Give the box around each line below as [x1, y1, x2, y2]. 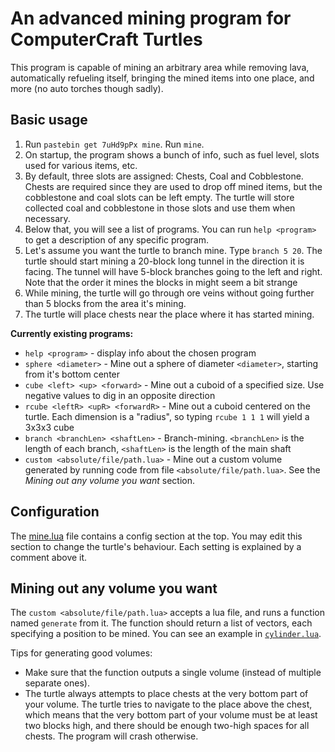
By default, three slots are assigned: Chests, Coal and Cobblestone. [24, 170, 304, 182]
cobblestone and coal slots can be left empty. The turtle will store [24, 191, 295, 203]
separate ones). [24, 677, 90, 689]
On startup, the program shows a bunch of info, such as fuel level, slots [24, 148, 320, 161]
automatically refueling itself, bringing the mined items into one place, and [10, 72, 315, 84]
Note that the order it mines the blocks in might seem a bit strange [24, 276, 298, 288]
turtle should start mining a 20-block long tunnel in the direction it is [24, 255, 305, 267]
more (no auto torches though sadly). [10, 82, 164, 94]
